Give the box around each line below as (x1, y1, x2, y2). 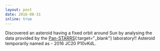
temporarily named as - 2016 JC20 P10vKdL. (5, 41, 97, 47)
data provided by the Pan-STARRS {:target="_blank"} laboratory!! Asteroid (5, 35, 155, 41)
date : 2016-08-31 (5, 12, 41, 17)
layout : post (5, 7, 32, 12)
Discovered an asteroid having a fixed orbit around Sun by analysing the (5, 30, 153, 36)
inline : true (5, 16, 32, 21)
